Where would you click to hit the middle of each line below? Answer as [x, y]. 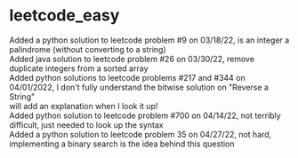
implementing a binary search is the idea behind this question [122, 144]
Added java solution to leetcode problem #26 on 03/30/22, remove [132, 59]
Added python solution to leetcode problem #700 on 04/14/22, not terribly [145, 115]
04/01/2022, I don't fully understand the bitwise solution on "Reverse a [139, 87]
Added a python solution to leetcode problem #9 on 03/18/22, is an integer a [149, 40]
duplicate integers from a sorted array [79, 68]
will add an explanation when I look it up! [84, 106]
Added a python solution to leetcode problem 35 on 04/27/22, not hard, [141, 134]
